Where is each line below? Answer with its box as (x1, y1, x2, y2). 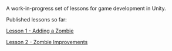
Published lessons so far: (6, 16, 68, 23)
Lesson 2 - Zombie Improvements (6, 39, 88, 45)
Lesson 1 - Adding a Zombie (6, 27, 74, 34)
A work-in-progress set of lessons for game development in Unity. (6, 5, 166, 12)
